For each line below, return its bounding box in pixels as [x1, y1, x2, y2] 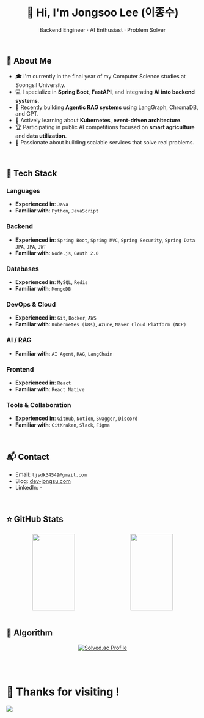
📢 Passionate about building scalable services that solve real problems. [15, 138, 194, 146]
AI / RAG [6, 336, 32, 345]
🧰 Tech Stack [6, 168, 57, 179]
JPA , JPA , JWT [15, 242, 47, 250]
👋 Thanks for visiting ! [6, 685, 120, 698]
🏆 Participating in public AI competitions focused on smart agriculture [15, 123, 195, 130]
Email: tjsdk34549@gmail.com [15, 471, 87, 478]
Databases [6, 264, 39, 273]
